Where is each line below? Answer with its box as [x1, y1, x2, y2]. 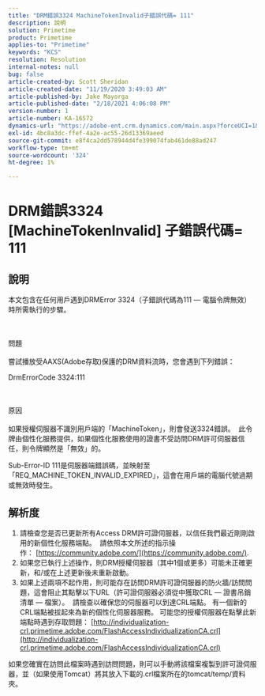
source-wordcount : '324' [8, 151, 90, 159]
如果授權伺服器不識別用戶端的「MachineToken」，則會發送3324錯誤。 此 [8, 424, 246, 433]
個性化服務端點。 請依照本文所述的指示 [40, 538, 170, 547]
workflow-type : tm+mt [8, 144, 80, 152]
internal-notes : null [8, 63, 80, 71]
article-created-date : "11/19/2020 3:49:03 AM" [8, 85, 168, 93]
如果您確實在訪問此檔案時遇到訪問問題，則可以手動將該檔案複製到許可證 [8, 659, 243, 668]
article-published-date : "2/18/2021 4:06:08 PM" [8, 100, 171, 108]
